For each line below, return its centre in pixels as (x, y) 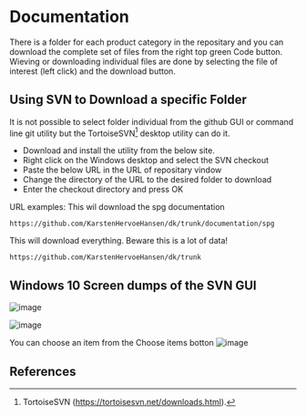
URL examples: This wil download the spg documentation (117, 207)
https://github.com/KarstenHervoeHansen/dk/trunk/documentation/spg (142, 224)
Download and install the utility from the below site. (119, 151)
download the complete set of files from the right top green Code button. (146, 51)
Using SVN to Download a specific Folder (128, 100)
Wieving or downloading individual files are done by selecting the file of (143, 61)
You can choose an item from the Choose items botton (112, 343)
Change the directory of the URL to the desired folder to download (147, 180)
